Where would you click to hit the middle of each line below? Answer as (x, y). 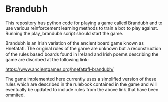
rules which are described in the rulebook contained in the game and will (81, 84)
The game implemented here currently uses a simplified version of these (81, 79)
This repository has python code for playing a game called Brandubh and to (84, 23)
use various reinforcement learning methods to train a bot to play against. (82, 28)
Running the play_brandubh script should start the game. (65, 33)
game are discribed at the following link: (47, 59)
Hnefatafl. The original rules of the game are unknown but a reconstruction (83, 48)
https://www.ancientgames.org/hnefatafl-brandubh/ (59, 69)
